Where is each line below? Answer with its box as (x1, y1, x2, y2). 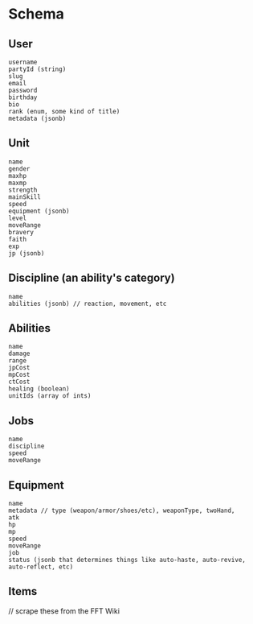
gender (8, 164, 31, 173)
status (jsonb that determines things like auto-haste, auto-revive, (8, 556, 247, 564)
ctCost (8, 378, 31, 386)
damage (8, 349, 31, 358)
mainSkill (8, 192, 42, 201)
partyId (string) (8, 65, 67, 73)
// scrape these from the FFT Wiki (8, 605, 120, 616)
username (8, 58, 38, 66)
